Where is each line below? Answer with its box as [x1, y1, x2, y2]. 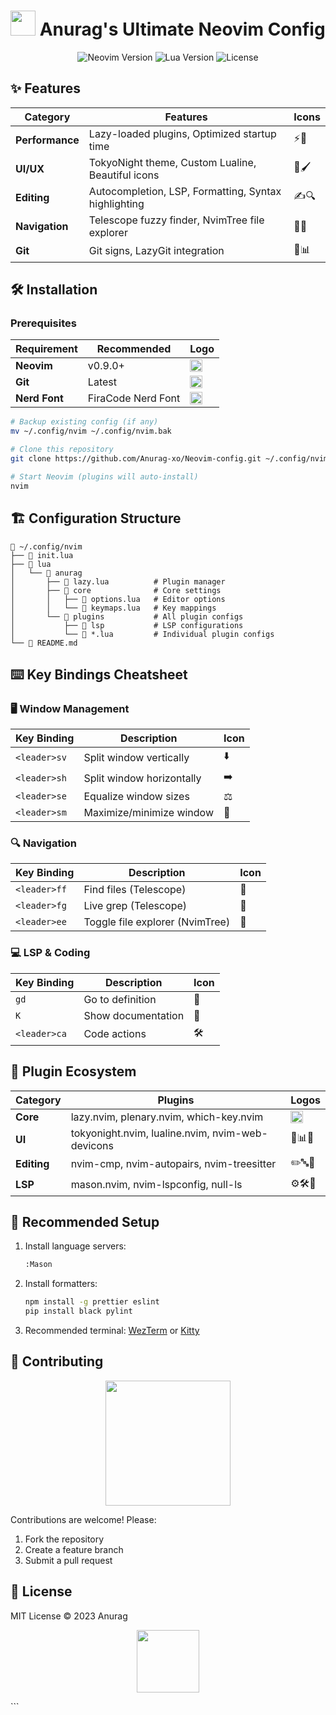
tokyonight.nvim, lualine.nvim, [70, 1126, 210, 1140]
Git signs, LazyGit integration [88, 244, 225, 258]
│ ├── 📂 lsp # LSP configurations [10, 620, 244, 630]
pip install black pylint [24, 1306, 133, 1317]
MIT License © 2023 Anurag [10, 1610, 128, 1622]
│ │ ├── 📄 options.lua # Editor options [10, 594, 226, 604]
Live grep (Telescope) [83, 899, 188, 913]
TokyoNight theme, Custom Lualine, [88, 155, 257, 169]
